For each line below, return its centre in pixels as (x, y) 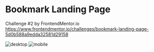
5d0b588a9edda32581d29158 (37, 34)
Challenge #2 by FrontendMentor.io (42, 23)
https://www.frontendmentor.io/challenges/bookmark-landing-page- (77, 29)
